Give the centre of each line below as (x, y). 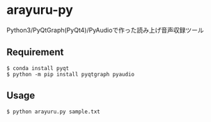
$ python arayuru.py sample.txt (53, 112)
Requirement (35, 52)
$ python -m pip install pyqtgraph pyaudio (71, 74)
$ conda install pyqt (38, 68)
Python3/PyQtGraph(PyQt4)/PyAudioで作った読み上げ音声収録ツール (105, 30)
